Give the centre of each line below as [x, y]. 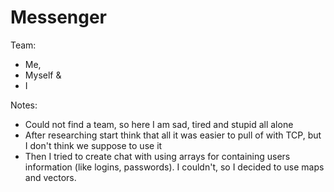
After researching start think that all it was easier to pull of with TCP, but [173, 135]
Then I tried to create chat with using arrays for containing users [157, 156]
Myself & [43, 75]
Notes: [24, 105]
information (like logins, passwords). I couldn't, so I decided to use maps [174, 167]
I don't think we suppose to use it [93, 145]
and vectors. [50, 177]
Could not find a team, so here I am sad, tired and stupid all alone [159, 124]
